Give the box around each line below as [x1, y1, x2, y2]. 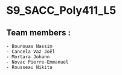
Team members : [6, 28, 71, 38]
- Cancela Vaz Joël [6, 49, 56, 55]
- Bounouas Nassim [6, 43, 53, 49]
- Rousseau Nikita [6, 64, 53, 70]
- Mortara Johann [6, 54, 50, 60]
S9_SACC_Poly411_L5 [6, 4, 117, 17]
